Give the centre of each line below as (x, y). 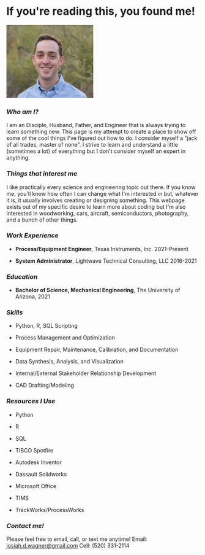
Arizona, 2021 (32, 297)
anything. (18, 158)
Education (22, 276)
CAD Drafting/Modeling (45, 386)
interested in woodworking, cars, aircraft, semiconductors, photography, (98, 213)
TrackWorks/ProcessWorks (50, 510)
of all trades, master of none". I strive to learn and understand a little (92, 145)
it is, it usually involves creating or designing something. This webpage (95, 200)
